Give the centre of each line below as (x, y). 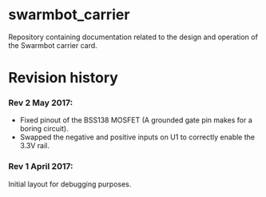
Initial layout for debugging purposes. (70, 184)
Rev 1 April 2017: (41, 167)
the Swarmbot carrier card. (53, 45)
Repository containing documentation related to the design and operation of (133, 37)
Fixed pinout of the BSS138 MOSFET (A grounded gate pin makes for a (136, 120)
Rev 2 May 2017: (41, 103)
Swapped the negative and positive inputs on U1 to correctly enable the (137, 137)
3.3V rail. (34, 146)
